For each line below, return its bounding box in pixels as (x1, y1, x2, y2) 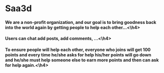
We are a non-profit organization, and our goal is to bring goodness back (5, 19, 157, 25)
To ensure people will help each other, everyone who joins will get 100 (5, 47, 151, 53)
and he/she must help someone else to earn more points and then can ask (5, 57, 159, 63)
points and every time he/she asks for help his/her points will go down (5, 52, 151, 57)
